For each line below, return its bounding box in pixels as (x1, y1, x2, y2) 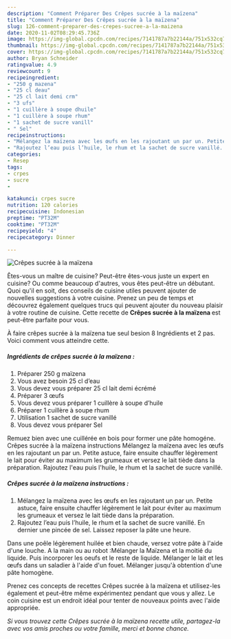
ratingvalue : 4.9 (7, 61, 57, 68)
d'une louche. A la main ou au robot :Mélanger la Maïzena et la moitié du (7, 547, 212, 555)
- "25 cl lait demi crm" (7, 94, 78, 101)
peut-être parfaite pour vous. (7, 316, 89, 324)
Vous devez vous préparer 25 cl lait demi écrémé (16, 384, 157, 392)
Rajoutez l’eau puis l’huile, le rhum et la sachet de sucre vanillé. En (16, 518, 205, 527)
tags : (7, 163, 23, 171)
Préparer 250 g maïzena (16, 370, 86, 378)
